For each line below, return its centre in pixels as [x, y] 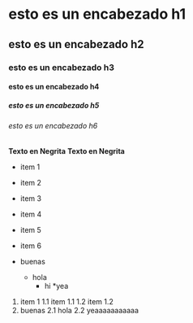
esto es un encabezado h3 [62, 68]
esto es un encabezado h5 [54, 105]
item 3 [31, 198]
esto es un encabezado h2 [76, 44]
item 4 [31, 214]
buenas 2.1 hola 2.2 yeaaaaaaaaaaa [79, 310]
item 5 [31, 229]
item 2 [31, 182]
